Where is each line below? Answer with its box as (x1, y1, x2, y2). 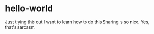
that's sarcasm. (5, 24, 36, 30)
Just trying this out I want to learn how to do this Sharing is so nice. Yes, (5, 19, 150, 25)
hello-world (5, 3, 53, 14)
